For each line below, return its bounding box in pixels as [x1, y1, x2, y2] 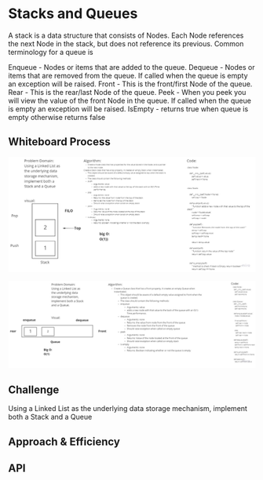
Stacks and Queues [8, 5, 138, 23]
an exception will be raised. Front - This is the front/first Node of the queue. [8, 79, 253, 89]
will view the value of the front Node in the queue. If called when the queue [8, 96, 251, 105]
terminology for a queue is [8, 47, 93, 56]
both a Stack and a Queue [8, 413, 93, 422]
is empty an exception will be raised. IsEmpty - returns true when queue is [8, 104, 249, 114]
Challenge [8, 384, 60, 397]
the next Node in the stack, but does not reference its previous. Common [8, 38, 244, 48]
